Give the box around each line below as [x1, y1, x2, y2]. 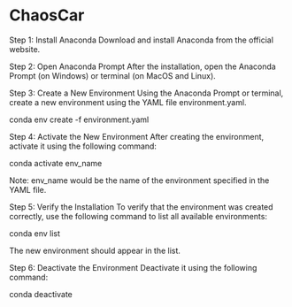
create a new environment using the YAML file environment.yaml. [9, 96, 247, 107]
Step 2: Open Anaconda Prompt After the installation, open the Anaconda [9, 61, 276, 72]
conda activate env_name [9, 157, 103, 168]
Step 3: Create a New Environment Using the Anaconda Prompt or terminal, [9, 88, 284, 98]
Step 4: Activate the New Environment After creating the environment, [9, 131, 265, 142]
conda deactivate [9, 288, 73, 299]
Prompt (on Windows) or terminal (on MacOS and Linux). [9, 70, 217, 81]
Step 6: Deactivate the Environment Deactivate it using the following [9, 262, 257, 272]
